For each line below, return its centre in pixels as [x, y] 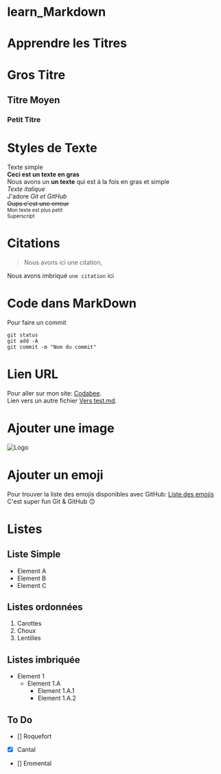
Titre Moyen [34, 100]
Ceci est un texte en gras [44, 174]
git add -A [23, 341]
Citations [34, 243]
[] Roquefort [34, 736]
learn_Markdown [57, 12]
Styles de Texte [52, 148]
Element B [32, 578]
